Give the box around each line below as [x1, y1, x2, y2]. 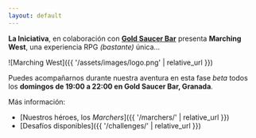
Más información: [8, 97, 66, 106]
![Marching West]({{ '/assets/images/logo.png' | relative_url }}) [8, 57, 213, 67]
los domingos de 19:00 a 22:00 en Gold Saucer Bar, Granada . [8, 81, 213, 91]
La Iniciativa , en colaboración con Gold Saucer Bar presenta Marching [8, 34, 242, 43]
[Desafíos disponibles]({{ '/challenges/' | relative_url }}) [19, 120, 201, 130]
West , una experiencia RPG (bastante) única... [8, 41, 161, 52]
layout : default [8, 11, 62, 20]
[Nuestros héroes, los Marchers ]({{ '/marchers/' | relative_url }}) [19, 112, 230, 122]
